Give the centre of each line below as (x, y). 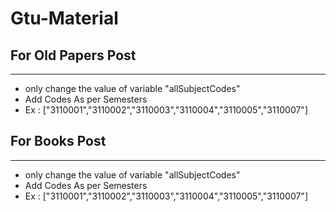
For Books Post (58, 141)
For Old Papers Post (73, 55)
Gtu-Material (64, 18)
